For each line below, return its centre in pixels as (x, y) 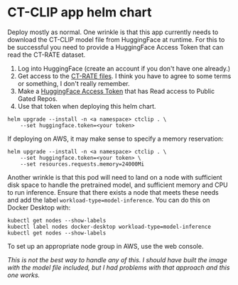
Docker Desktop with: (39, 208)
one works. (24, 275)
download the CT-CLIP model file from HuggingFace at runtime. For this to (116, 39)
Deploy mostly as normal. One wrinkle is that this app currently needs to (113, 32)
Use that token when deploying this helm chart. (87, 106)
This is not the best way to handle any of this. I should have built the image (117, 259)
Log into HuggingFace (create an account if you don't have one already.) (124, 68)
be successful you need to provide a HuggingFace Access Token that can (115, 47)
